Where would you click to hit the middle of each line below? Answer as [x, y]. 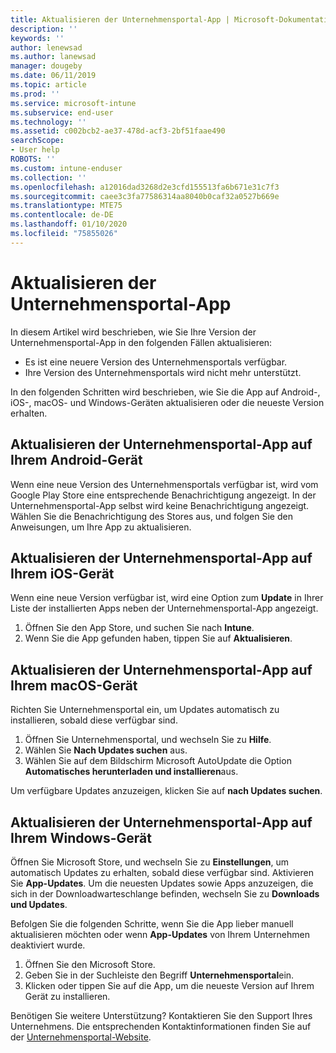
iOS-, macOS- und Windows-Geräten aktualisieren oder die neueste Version [167, 402]
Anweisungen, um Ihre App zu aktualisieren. [101, 527]
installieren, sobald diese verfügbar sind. [94, 720]
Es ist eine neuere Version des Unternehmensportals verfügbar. [156, 362]
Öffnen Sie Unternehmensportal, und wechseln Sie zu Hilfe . [148, 740]
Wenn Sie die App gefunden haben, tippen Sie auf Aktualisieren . [158, 638]
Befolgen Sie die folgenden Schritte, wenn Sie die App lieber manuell [152, 923]
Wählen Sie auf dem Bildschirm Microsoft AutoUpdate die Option [158, 761]
